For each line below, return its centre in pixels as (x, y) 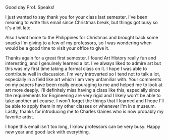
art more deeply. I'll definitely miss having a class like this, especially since (83, 90)
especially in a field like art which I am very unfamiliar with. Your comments (83, 79)
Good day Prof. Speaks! (30, 7)
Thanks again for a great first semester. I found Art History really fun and (81, 58)
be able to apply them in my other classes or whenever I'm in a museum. (81, 106)
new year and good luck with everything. (48, 132)
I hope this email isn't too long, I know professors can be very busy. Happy (83, 126)
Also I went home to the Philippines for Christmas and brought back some (82, 38)
